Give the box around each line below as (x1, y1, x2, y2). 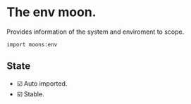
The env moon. (6, 4, 97, 20)
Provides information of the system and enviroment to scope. (6, 27, 185, 36)
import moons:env (6, 41, 58, 48)
